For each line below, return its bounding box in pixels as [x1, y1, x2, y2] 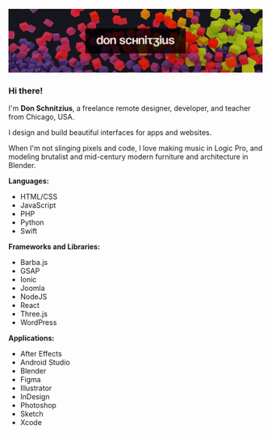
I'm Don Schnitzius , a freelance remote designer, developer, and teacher [8, 103, 252, 113]
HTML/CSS [19, 192, 58, 202]
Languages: [8, 176, 50, 186]
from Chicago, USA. [8, 112, 75, 122]
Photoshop [19, 401, 56, 411]
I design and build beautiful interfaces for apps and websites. [8, 128, 212, 137]
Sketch [19, 409, 44, 419]
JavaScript [19, 200, 56, 210]
